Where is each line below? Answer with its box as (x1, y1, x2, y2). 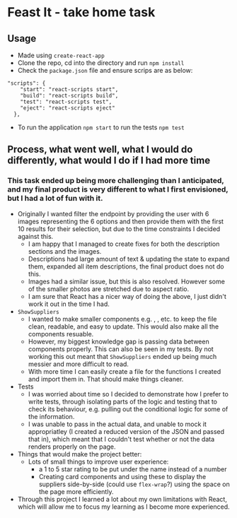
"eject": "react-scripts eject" (20, 105, 115, 112)
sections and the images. (28, 247, 102, 255)
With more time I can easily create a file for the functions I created (28, 367, 221, 375)
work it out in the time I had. (28, 300, 110, 308)
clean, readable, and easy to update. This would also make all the (28, 322, 219, 331)
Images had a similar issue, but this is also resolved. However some (28, 277, 225, 286)
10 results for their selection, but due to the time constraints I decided (17, 224, 221, 233)
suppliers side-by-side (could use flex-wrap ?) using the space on (38, 480, 230, 488)
